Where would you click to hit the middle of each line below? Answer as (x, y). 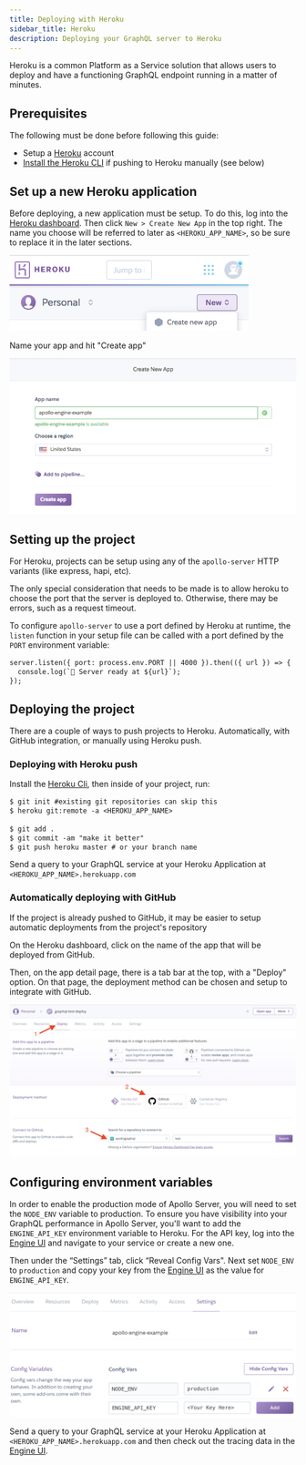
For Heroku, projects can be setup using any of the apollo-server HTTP (144, 561)
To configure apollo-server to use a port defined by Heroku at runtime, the (150, 626)
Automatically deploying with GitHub (93, 897)
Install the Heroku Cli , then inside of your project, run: (110, 784)
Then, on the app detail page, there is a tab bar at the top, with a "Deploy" (148, 972)
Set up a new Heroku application (103, 191)
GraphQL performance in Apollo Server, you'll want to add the (125, 1224)
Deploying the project (72, 709)
